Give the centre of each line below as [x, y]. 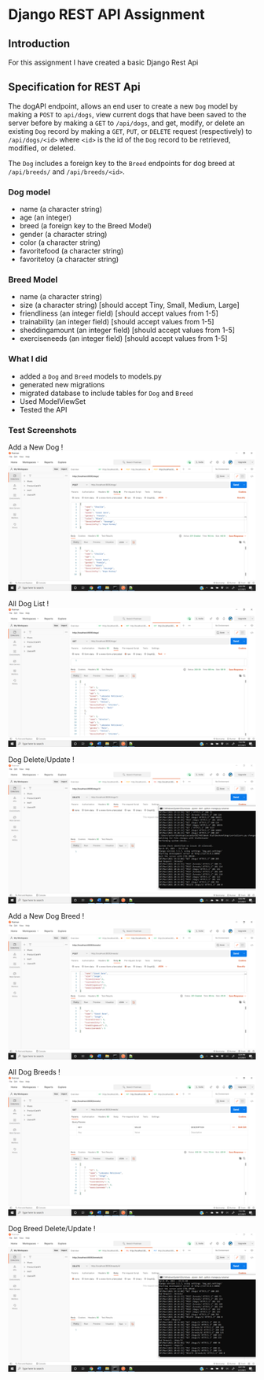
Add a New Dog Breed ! [46, 916]
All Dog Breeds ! [34, 1072]
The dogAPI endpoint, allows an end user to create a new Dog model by [123, 106]
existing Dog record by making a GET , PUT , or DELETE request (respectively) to [130, 131]
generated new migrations [62, 384]
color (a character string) [60, 242]
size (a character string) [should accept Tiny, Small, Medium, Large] [129, 305]
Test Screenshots [42, 430]
